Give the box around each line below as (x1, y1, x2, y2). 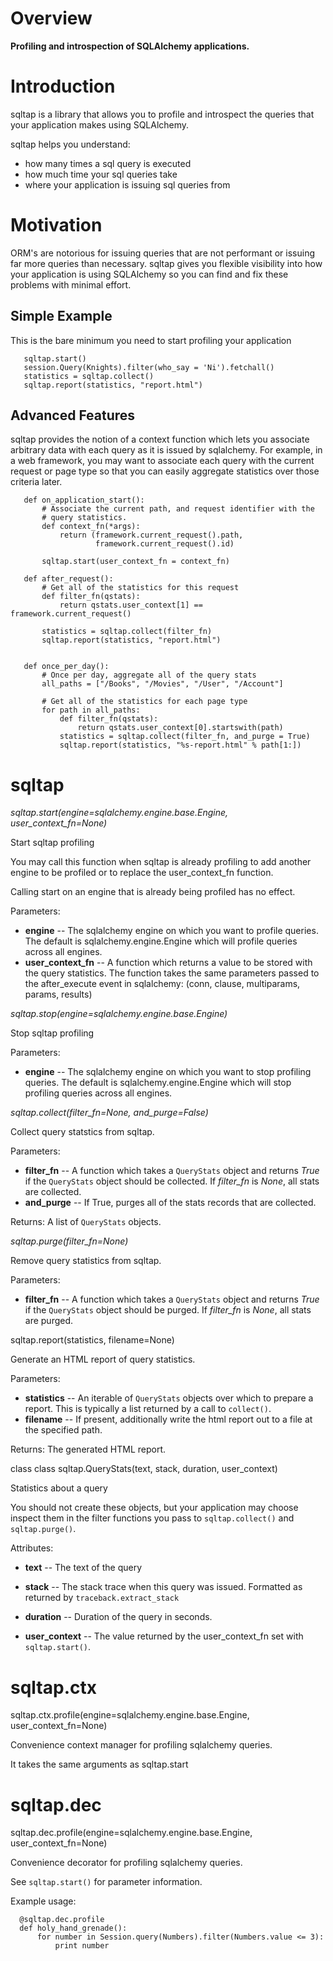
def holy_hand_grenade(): (19, 1923, 128, 1934)
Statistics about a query (10, 1482, 108, 1494)
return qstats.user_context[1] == (59, 600, 203, 611)
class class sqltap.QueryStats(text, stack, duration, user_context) (10, 1463, 278, 1475)
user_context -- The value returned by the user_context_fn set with (24, 1630, 304, 1642)
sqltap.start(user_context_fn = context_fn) (41, 557, 230, 567)
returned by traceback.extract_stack (24, 1592, 180, 1604)
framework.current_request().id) (95, 539, 235, 549)
